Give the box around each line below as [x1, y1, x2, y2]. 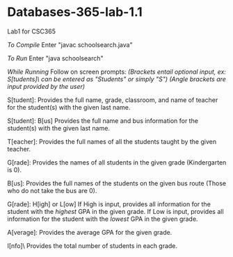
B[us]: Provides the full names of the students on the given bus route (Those [7, 179, 227, 188]
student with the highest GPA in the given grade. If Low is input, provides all [7, 207, 224, 215]
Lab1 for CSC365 [7, 27, 56, 35]
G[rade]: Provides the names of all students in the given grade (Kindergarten [7, 158, 227, 167]
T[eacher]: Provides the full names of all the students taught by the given [7, 137, 217, 146]
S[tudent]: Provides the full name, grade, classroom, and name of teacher [7, 95, 218, 104]
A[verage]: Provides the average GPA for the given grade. [7, 228, 172, 236]
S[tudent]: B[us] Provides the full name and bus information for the [7, 116, 198, 125]
